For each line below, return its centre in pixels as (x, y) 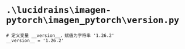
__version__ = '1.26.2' (35, 40)
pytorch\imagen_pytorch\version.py (93, 20)
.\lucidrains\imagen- (59, 10)
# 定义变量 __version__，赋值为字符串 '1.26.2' (60, 35)
